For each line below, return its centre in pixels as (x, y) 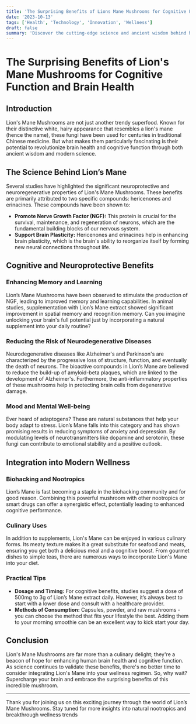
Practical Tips (26, 578)
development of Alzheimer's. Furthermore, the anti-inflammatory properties (97, 378)
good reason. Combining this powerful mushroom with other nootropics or (95, 498)
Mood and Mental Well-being (48, 406)
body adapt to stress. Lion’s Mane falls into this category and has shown (93, 425)
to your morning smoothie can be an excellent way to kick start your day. (102, 622)
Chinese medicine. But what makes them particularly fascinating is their (92, 142)
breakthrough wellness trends (42, 715)
